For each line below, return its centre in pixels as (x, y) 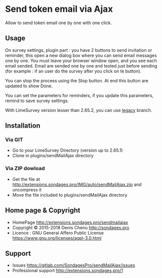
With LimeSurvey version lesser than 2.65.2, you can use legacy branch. (79, 110)
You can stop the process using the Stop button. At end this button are (77, 80)
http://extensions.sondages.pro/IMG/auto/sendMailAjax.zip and (77, 184)
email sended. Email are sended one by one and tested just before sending (81, 66)
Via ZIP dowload (25, 169)
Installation (23, 126)
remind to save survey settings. (37, 101)
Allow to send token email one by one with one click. (59, 23)
